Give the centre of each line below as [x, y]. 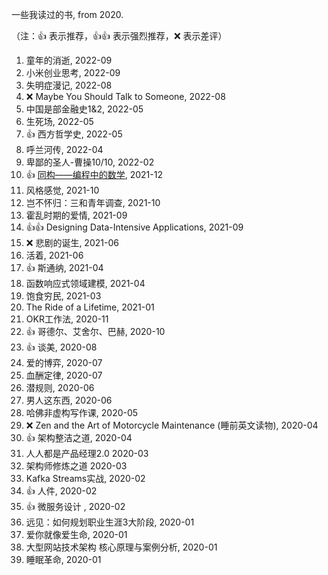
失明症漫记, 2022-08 [69, 85]
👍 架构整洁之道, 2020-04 [79, 437]
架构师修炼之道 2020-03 [76, 466]
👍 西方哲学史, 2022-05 [74, 134]
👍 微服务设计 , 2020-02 [75, 506]
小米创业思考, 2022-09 [73, 72]
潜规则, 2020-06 [60, 387]
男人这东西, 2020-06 [69, 400]
